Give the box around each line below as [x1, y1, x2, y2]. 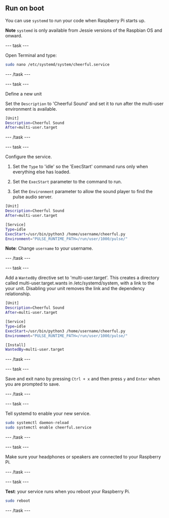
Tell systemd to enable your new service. [5, 410, 91, 416]
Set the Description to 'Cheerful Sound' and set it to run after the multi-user [5, 101, 164, 107]
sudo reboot [5, 498, 30, 503]
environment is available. [5, 106, 57, 112]
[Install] [5, 342, 26, 348]
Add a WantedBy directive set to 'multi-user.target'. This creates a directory [5, 275, 159, 281]
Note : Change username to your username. [5, 245, 94, 252]
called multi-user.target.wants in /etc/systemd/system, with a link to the [5, 280, 155, 286]
